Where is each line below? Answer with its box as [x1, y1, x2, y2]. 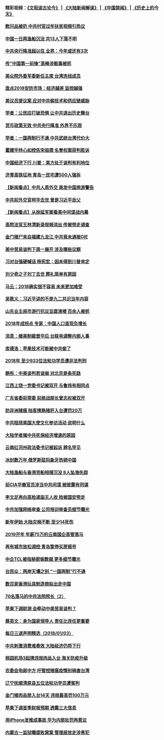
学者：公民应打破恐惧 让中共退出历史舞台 [5, 110, 90, 116]
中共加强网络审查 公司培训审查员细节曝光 [5, 506, 90, 513]
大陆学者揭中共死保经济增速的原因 [5, 432, 75, 438]
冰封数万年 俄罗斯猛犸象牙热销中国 [5, 457, 76, 463]
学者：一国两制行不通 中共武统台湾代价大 [5, 135, 90, 141]
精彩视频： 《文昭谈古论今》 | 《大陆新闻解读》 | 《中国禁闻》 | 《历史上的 [5, 5, 154, 11]
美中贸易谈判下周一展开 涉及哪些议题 [5, 246, 81, 252]
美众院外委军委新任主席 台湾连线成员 [5, 73, 81, 79]
